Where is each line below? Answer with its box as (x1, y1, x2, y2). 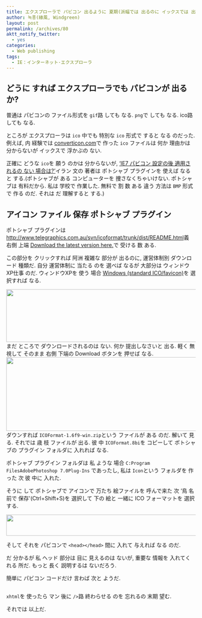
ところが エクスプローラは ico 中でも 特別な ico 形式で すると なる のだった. (6, 132, 195, 139)
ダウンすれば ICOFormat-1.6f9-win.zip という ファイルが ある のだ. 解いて (6, 432, 188, 439)
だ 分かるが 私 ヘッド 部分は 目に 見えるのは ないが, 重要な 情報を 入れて (6, 554, 186, 561)
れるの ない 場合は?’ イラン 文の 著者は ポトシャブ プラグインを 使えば (6, 167, 179, 175)
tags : (6, 54, 20, 60)
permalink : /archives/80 (6, 25, 69, 32)
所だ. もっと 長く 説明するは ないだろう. (17, 562, 117, 569)
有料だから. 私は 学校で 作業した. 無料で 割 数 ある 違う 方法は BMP (17, 182, 182, 190)
